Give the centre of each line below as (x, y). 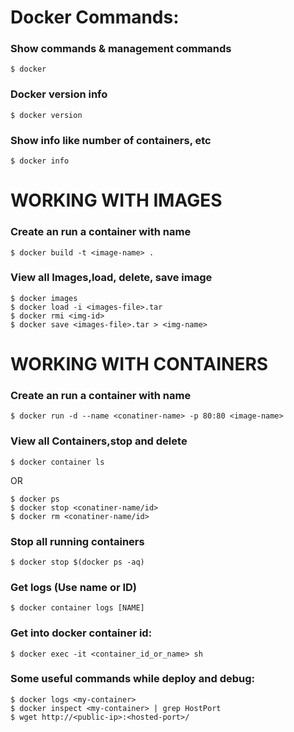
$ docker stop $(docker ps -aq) (77, 562)
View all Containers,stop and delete (99, 441)
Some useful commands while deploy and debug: (133, 679)
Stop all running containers (77, 541)
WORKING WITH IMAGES (116, 200)
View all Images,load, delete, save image (111, 278)
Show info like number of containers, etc (111, 140)
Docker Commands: (95, 17)
